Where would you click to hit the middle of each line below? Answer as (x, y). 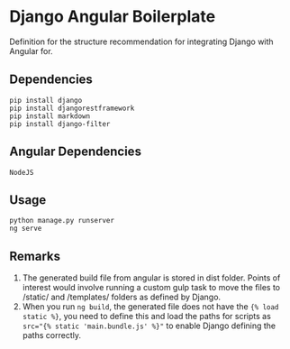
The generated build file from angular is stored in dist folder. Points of (151, 278)
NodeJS (22, 172)
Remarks (35, 256)
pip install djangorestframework (72, 108)
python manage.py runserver (62, 221)
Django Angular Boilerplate (113, 17)
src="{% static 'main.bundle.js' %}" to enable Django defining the (149, 326)
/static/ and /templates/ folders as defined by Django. (122, 297)
